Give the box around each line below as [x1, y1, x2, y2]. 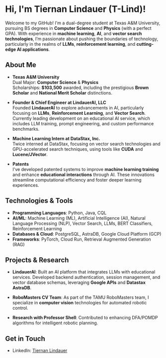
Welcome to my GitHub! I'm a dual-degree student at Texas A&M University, [5, 20, 161, 26]
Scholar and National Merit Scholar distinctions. [12, 89, 113, 95]
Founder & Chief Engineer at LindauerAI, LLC [12, 99, 106, 105]
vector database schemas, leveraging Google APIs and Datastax [12, 279, 146, 285]
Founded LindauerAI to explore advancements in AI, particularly [12, 104, 144, 110]
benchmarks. [12, 126, 40, 132]
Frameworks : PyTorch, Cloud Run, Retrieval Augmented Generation [12, 236, 152, 242]
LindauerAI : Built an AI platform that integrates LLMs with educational [12, 269, 156, 275]
